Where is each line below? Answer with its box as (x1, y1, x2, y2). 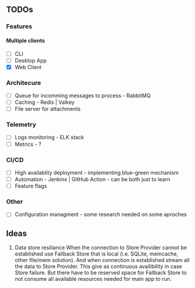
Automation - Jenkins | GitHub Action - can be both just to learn (14, 175, 170, 182)
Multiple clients (6, 37, 45, 44)
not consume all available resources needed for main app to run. (14, 276, 172, 283)
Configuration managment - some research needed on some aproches (14, 211, 187, 218)
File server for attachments (14, 106, 81, 113)
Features (6, 22, 32, 31)
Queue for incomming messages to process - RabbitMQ (14, 92, 151, 99)
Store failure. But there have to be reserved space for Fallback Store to (14, 269, 187, 276)
